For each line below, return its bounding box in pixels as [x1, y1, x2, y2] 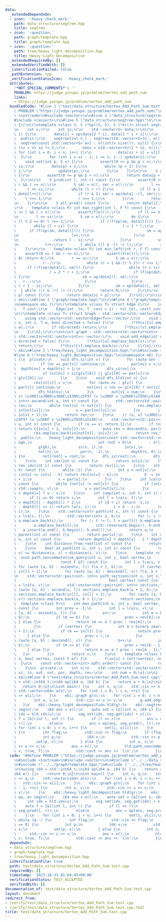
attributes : [9, 81, 35, 86]
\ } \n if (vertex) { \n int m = [14, 624, 134, 629]
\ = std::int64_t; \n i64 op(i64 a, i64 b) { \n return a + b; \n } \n [14, 679, 158, 684]
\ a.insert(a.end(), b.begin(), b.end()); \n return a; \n [14, 527, 154, 532]
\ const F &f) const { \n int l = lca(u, [14, 560, 156, 564]
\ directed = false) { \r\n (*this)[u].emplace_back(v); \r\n [14, 339, 156, 344]
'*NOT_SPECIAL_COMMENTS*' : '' [14, 85, 77, 91]
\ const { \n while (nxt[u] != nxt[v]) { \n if [14, 481, 149, 486]
